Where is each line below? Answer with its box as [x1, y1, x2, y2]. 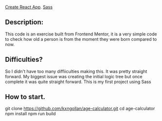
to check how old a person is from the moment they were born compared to [5, 36, 157, 42]
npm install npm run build [5, 111, 56, 117]
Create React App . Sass [5, 4, 53, 10]
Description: [5, 18, 44, 26]
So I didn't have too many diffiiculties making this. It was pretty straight [5, 68, 147, 74]
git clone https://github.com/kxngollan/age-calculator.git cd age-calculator [5, 105, 155, 111]
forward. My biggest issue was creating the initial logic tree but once [5, 73, 143, 79]
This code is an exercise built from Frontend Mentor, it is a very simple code [5, 31, 157, 37]
